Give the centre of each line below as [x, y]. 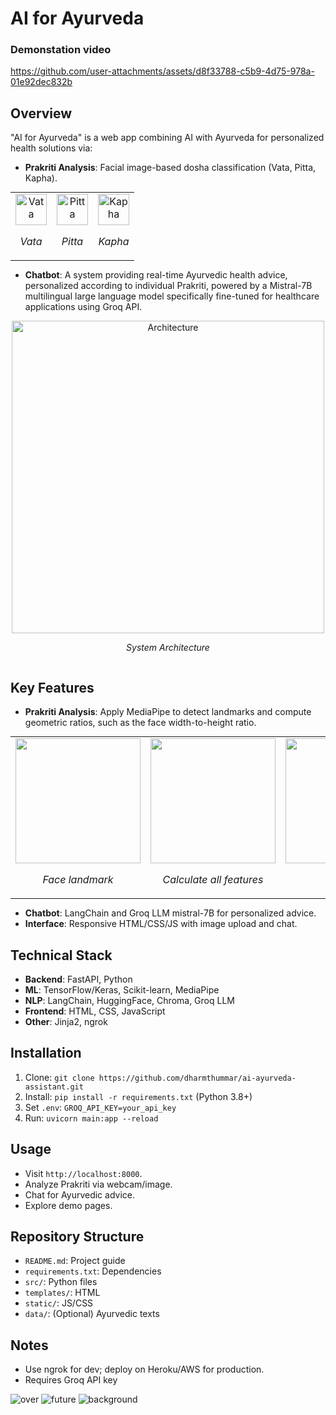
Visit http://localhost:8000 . [83, 1173]
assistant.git [54, 1087]
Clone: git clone [59, 1077]
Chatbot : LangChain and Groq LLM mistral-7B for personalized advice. [170, 913]
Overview [41, 113]
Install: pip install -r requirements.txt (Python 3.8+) [138, 1096]
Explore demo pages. [68, 1205]
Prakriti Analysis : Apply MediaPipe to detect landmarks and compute [168, 712]
